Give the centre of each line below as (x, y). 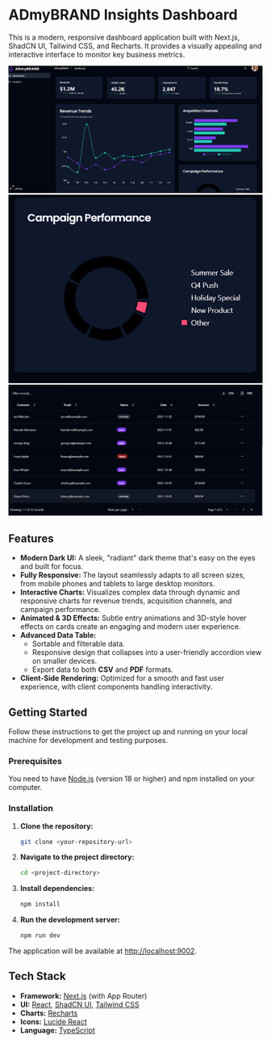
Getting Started (48, 712)
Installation (31, 809)
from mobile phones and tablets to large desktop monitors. (117, 584)
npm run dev (40, 935)
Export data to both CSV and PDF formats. (102, 669)
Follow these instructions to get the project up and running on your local (128, 731)
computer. (25, 788)
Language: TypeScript (57, 1030)
